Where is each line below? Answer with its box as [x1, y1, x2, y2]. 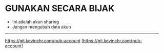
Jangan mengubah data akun [12, 24, 71, 29]
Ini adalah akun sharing [12, 19, 60, 25]
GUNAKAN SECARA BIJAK [5, 3, 115, 14]
